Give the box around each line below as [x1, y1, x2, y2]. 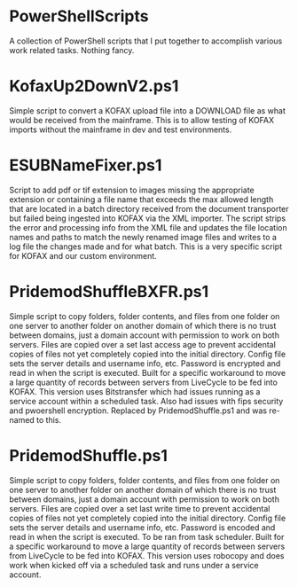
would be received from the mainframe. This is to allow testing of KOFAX [9, 114, 275, 125]
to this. [36, 414, 62, 425]
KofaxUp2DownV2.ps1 [9, 76, 179, 97]
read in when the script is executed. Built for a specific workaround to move [9, 367, 286, 378]
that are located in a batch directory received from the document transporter [9, 203, 290, 214]
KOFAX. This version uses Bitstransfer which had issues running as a [9, 386, 261, 396]
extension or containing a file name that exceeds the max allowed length [9, 193, 274, 205]
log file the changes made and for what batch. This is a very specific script [9, 241, 282, 252]
